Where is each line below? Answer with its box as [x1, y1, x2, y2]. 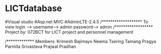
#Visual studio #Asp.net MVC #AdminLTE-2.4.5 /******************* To [5, 19, 148, 25]
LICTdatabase [5, 3, 62, 14]
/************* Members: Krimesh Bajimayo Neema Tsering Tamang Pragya [5, 38, 156, 44]
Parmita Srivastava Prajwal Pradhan [5, 43, 76, 49]
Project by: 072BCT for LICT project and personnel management [5, 29, 134, 35]
